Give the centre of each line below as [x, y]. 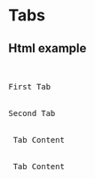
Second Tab [32, 113]
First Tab [29, 86]
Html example [47, 48]
